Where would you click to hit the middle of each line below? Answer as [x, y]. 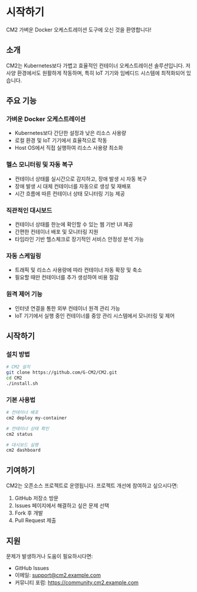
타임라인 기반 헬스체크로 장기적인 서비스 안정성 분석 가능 [79, 239]
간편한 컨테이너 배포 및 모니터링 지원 [56, 232]
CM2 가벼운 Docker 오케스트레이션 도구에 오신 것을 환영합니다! [79, 30]
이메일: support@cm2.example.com [58, 575]
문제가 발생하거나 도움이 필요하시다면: [50, 556]
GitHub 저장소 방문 [37, 498]
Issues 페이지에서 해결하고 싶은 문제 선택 [62, 506]
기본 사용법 [21, 400]
